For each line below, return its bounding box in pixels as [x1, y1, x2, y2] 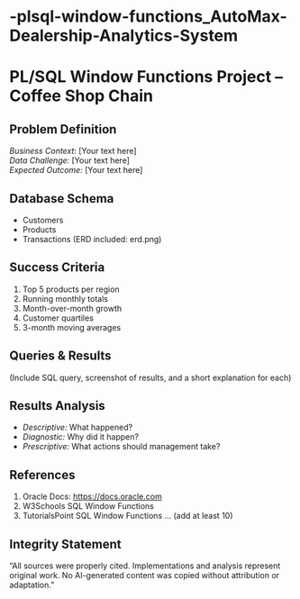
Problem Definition [9, 122, 117, 137]
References [9, 467, 76, 483]
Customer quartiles [22, 313, 95, 323]
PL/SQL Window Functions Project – [9, 67, 284, 87]
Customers [22, 214, 64, 225]
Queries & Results [9, 349, 112, 364]
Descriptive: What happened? [22, 422, 133, 433]
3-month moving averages [22, 322, 122, 332]
